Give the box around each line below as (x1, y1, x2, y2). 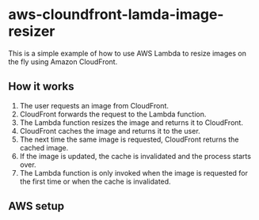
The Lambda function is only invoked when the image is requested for (19, 168, 248, 177)
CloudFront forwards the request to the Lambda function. (19, 109, 207, 119)
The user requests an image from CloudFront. (19, 101, 169, 110)
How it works (8, 80, 74, 93)
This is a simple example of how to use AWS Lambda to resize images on (8, 48, 247, 58)
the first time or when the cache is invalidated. (19, 176, 172, 186)
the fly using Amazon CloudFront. (8, 57, 118, 66)
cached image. (19, 142, 69, 152)
